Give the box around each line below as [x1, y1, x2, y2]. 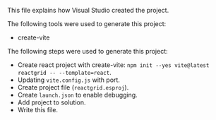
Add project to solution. [17, 98, 86, 107]
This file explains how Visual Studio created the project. [7, 6, 169, 14]
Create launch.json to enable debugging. [17, 91, 138, 99]
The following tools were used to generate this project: [7, 20, 167, 28]
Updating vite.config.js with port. [17, 76, 120, 84]
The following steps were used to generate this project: [7, 47, 168, 55]
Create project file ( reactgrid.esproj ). [17, 83, 129, 91]
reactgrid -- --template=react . [17, 68, 112, 76]
